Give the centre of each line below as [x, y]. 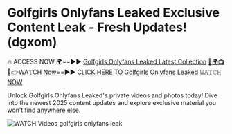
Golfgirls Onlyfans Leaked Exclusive [114, 13]
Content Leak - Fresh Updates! [97, 27]
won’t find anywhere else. [44, 110]
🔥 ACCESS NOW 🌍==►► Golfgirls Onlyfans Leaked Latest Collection [107, 61]
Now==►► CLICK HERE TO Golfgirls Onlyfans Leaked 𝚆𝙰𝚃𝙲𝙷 [132, 72]
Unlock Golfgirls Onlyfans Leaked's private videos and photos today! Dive [113, 95]
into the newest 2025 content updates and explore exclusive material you [112, 102]
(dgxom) [32, 42]
